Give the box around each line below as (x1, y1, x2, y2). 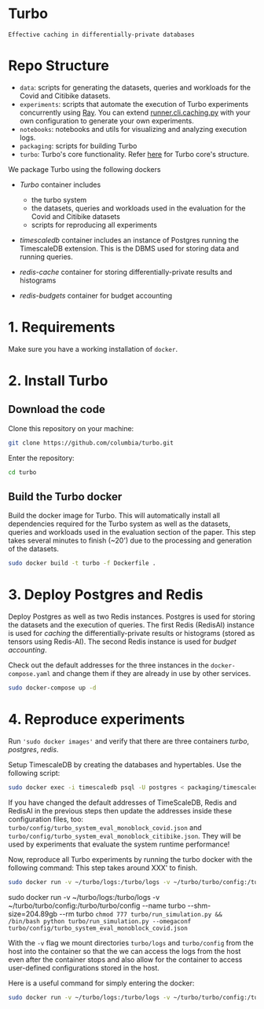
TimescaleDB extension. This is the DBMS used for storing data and (19, 243, 240, 253)
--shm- (187, 901, 211, 910)
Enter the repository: (8, 453, 75, 462)
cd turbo (8, 468, 37, 476)
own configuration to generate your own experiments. (19, 115, 194, 126)
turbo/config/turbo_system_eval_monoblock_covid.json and (8, 822, 202, 832)
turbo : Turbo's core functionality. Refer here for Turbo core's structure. (19, 149, 250, 159)
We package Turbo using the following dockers (8, 164, 161, 174)
